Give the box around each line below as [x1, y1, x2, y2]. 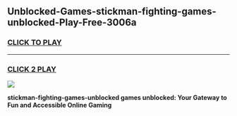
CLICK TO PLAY [7, 38, 62, 48]
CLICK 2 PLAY [7, 64, 56, 74]
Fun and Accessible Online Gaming [7, 101, 112, 109]
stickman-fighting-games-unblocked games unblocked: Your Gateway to [7, 93, 227, 101]
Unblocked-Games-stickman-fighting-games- [7, 6, 217, 18]
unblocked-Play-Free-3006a [7, 17, 137, 29]
